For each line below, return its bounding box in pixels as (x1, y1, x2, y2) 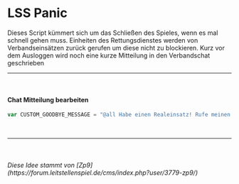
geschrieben (7, 58, 45, 67)
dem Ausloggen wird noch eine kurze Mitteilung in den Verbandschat (7, 51, 211, 60)
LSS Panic (7, 5, 68, 21)
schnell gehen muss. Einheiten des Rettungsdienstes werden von (7, 36, 198, 44)
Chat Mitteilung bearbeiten (7, 95, 89, 104)
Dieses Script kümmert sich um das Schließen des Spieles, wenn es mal (7, 28, 218, 37)
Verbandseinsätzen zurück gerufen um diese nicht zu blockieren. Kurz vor (7, 43, 225, 52)
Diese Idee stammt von (7, 161, 75, 169)
